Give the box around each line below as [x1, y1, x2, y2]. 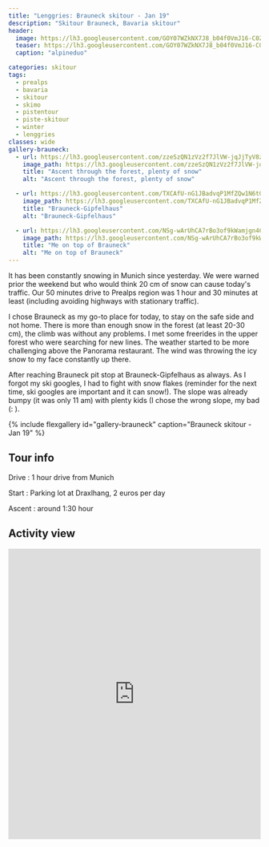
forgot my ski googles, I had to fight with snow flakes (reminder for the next [8, 378, 258, 388]
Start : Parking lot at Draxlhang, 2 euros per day [8, 488, 166, 498]
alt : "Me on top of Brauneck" [22, 249, 124, 257]
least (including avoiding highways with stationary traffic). [8, 296, 199, 305]
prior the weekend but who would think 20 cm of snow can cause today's [8, 280, 251, 288]
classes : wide [8, 138, 56, 146]
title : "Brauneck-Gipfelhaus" [22, 204, 124, 212]
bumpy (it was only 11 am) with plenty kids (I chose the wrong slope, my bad [8, 396, 260, 405]
